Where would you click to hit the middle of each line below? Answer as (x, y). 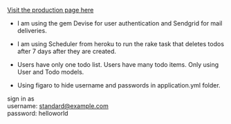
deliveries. (32, 31)
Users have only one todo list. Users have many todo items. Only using (118, 64)
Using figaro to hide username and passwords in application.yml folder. (119, 85)
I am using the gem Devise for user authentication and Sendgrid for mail (120, 23)
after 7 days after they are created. (66, 51)
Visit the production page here (50, 10)
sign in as (21, 99)
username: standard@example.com (58, 106)
